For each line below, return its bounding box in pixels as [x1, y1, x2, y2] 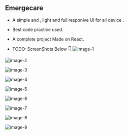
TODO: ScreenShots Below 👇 [12, 46, 72, 52]
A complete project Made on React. [12, 36, 85, 42]
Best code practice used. [12, 27, 64, 33]
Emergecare [5, 4, 43, 12]
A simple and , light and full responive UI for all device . [12, 17, 124, 23]
